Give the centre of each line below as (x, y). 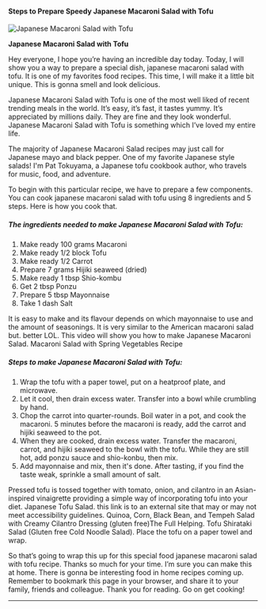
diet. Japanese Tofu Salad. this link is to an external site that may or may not (133, 507)
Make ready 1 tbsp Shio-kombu (70, 278)
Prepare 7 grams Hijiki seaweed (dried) (84, 270)
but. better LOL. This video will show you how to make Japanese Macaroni (130, 336)
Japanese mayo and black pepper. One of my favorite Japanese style (122, 158)
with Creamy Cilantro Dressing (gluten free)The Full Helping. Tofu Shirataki (130, 523)
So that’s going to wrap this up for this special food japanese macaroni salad (133, 556)
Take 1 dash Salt (46, 303)
